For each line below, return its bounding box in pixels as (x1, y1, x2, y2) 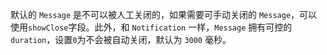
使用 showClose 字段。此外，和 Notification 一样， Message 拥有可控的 (10, 21, 293, 33)
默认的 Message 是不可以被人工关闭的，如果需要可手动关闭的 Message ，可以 (10, 9, 318, 20)
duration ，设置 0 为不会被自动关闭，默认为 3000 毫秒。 (10, 34, 232, 45)
